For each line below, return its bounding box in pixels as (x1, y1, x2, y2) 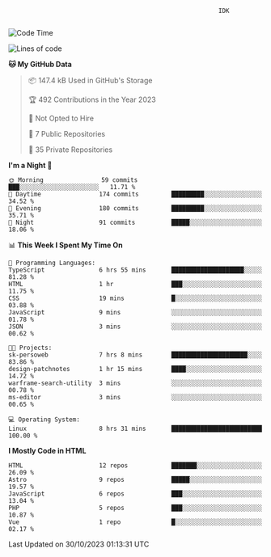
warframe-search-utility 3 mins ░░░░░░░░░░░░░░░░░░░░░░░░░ (8, 379, 263, 387)
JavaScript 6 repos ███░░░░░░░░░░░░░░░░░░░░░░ (8, 490, 263, 498)
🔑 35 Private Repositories (28, 145, 113, 154)
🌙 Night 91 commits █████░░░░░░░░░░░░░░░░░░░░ (8, 218, 263, 226)
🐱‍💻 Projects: (8, 344, 53, 352)
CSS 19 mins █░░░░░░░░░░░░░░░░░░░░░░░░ (8, 294, 263, 302)
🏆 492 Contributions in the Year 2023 (28, 95, 156, 104)
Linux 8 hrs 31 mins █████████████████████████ (8, 424, 263, 433)
